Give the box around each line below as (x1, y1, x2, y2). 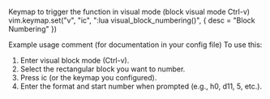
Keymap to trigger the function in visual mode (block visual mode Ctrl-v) (8, 7, 250, 16)
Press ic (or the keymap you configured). (19, 73, 157, 82)
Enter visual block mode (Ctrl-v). (19, 56, 130, 65)
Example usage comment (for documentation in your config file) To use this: (8, 40, 263, 49)
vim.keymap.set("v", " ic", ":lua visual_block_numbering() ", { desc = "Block (8, 15, 255, 25)
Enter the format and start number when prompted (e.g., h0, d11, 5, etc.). (19, 81, 262, 91)
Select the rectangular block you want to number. (19, 64, 186, 74)
